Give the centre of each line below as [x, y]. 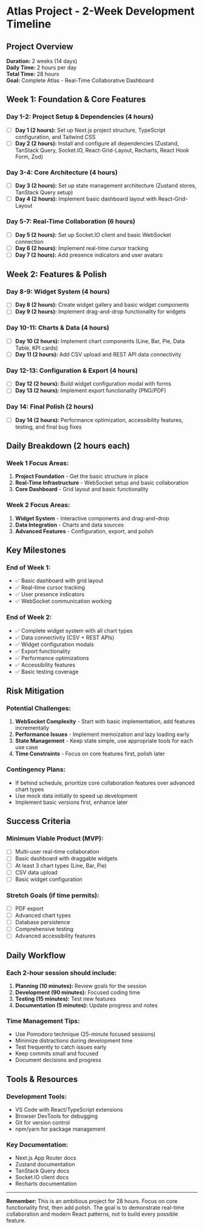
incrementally [32, 728]
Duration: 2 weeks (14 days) [42, 61]
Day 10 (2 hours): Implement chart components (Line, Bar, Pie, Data [100, 341]
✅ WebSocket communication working [63, 601]
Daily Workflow [36, 955]
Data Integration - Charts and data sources [70, 525]
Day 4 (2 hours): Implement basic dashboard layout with [86, 199]
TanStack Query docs [42, 1171]
